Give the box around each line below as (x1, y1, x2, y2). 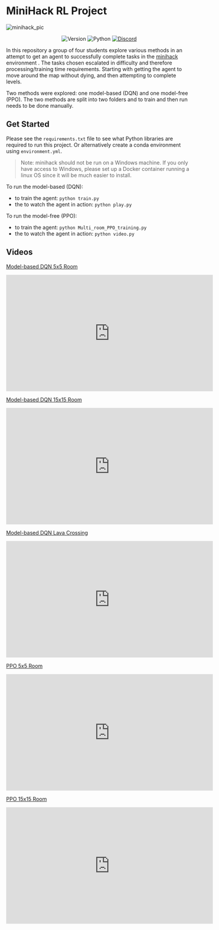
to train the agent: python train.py (14, 194, 99, 202)
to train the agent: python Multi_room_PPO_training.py (14, 224, 147, 231)
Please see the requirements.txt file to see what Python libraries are (6, 135, 173, 142)
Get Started (6, 120, 50, 130)
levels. (6, 78, 22, 85)
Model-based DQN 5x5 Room (6, 263, 78, 270)
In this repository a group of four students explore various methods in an (6, 46, 183, 54)
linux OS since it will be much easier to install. (20, 172, 132, 179)
